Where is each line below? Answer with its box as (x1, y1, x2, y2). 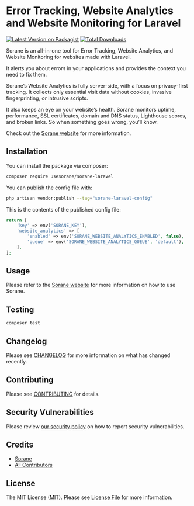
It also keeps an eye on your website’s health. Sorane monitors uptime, (6, 106, 176, 113)
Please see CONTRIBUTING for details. (6, 390, 101, 397)
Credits (6, 439, 34, 449)
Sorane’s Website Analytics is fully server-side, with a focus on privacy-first (6, 82, 188, 89)
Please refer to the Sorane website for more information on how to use (6, 282, 176, 289)
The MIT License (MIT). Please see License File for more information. (6, 494, 172, 501)
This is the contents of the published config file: (6, 206, 121, 213)
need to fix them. (6, 71, 47, 78)
